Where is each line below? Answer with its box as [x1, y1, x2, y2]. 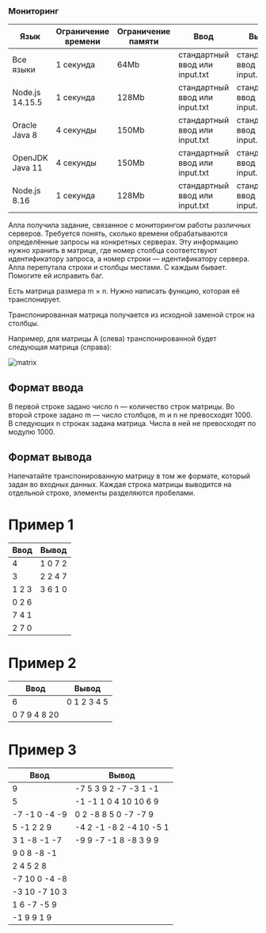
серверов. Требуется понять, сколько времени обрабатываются [8, 228, 228, 239]
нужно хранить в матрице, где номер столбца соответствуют [8, 246, 218, 255]
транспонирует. [8, 295, 62, 305]
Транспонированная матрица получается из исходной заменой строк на [8, 310, 255, 320]
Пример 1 [8, 516, 74, 534]
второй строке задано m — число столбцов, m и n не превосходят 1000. [8, 410, 253, 420]
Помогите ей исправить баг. [8, 271, 104, 281]
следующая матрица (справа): [8, 343, 112, 352]
